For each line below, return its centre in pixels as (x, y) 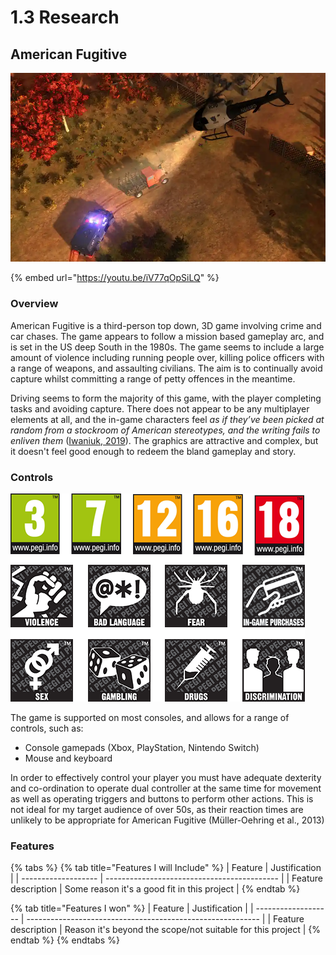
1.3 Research (65, 17)
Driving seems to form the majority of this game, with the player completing (166, 398)
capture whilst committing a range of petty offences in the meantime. (153, 378)
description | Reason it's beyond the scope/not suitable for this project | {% (166, 930)
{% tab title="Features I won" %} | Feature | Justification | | (132, 908)
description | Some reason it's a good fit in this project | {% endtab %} (155, 889)
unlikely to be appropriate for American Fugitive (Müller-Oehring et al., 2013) (167, 820)
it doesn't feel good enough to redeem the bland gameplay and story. (153, 451)
